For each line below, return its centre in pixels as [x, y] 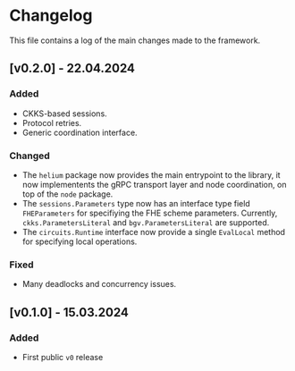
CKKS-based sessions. [64, 114]
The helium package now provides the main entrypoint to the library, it [151, 174]
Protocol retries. [52, 122]
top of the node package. [67, 194]
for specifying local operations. [80, 241]
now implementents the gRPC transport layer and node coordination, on [154, 184]
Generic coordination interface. [80, 132]
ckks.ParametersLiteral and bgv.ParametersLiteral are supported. [146, 222]
